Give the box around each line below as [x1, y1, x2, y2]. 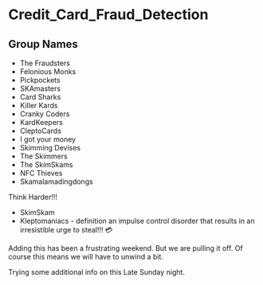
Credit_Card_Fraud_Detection [8, 6, 209, 24]
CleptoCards [19, 126, 62, 135]
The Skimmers [19, 151, 68, 161]
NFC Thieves [19, 169, 63, 178]
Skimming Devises [19, 143, 81, 152]
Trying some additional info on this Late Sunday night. [8, 267, 186, 276]
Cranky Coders [19, 109, 70, 119]
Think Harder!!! [8, 193, 57, 201]
